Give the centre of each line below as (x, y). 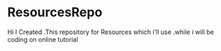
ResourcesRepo (55, 12)
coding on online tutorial (43, 39)
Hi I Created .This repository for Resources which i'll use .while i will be (111, 32)
